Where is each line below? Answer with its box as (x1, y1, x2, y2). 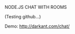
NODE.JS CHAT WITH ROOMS (4, 4, 67, 10)
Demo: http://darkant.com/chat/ (4, 23, 70, 29)
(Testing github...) (4, 14, 41, 19)
